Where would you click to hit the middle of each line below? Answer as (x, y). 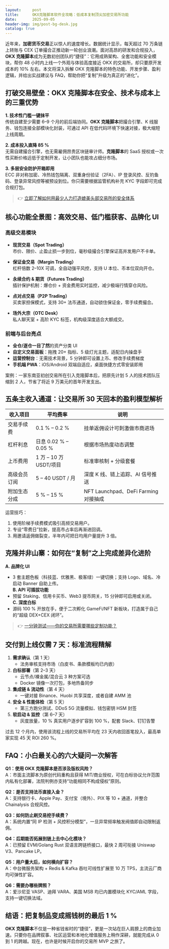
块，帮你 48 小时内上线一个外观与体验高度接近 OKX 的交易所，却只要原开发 (83, 63)
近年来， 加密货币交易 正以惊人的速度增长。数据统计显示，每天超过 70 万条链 (84, 44)
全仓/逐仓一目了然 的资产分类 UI (45, 345)
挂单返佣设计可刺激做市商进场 (119, 428)
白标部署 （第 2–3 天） (35, 671)
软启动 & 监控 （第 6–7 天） (40, 715)
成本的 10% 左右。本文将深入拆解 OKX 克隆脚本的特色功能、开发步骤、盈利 (83, 69)
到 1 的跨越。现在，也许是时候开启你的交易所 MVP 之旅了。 (66, 941)
